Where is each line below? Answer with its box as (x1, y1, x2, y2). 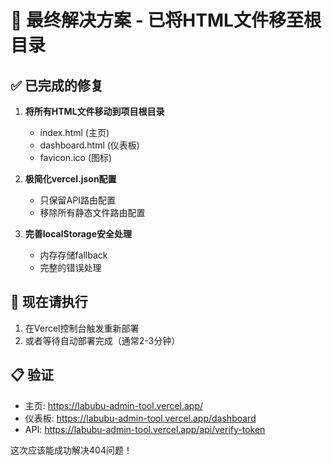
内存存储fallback (39, 249, 108, 261)
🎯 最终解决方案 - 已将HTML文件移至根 (10, 9, 322, 32)
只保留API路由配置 (39, 194, 116, 206)
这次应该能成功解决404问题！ (10, 444, 133, 456)
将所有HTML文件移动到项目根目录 (24, 106, 165, 117)
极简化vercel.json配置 (24, 173, 117, 185)
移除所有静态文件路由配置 (39, 207, 146, 218)
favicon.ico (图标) (39, 152, 113, 163)
